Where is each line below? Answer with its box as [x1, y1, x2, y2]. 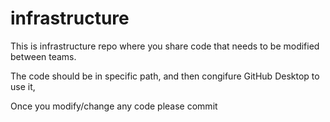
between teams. [10, 50, 77, 62]
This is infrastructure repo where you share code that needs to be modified [10, 40, 320, 52]
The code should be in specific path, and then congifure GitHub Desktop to [10, 70, 320, 82]
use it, [10, 80, 36, 92]
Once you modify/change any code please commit [10, 100, 218, 112]
